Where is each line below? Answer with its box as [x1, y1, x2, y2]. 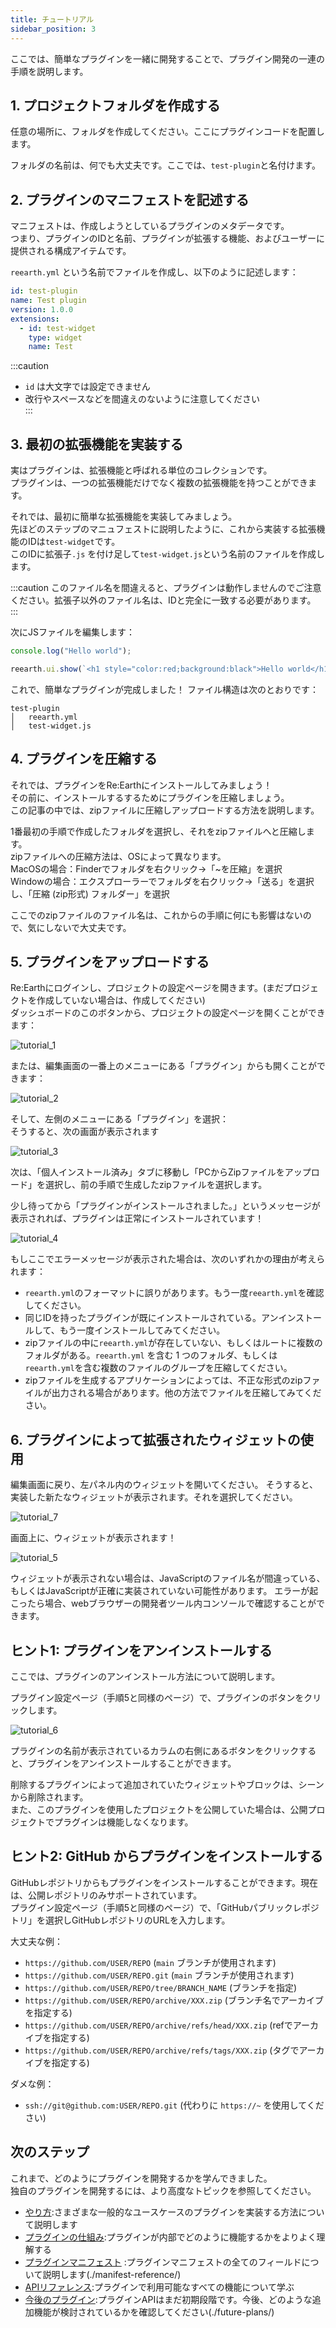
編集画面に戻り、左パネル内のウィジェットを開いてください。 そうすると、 [10, 1479, 318, 1491]
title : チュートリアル [10, 14, 95, 25]
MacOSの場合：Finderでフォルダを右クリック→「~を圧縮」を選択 [10, 862, 283, 875]
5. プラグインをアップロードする [10, 954, 210, 971]
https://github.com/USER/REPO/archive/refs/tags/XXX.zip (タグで [24, 2044, 300, 2056]
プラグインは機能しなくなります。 [53, 1816, 194, 1828]
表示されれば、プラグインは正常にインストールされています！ [10, 1212, 265, 1225]
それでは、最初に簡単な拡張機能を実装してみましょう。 [10, 511, 238, 523]
